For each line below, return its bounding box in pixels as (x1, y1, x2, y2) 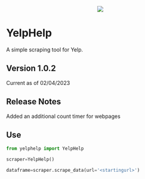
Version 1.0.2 (6, 63, 57, 74)
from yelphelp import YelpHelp (6, 145, 84, 152)
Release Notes (6, 96, 61, 107)
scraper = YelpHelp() (6, 156, 55, 163)
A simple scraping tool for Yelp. (6, 45, 84, 53)
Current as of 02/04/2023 (6, 79, 70, 86)
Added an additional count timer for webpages (6, 113, 121, 120)
